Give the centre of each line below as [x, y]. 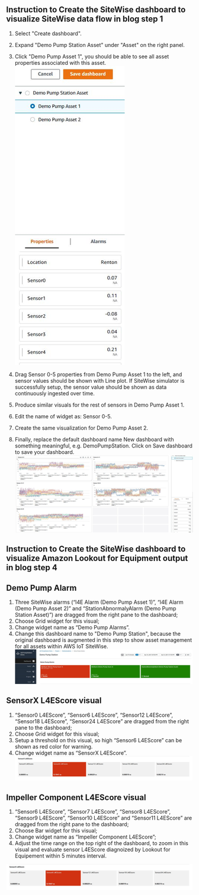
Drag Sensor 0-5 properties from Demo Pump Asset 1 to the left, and [98, 374]
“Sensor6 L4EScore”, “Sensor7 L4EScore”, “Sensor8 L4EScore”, [92, 812]
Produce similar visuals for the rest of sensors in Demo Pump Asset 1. [99, 405]
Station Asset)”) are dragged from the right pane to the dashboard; [96, 615]
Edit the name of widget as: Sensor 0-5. [63, 416]
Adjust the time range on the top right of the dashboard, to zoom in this [101, 843]
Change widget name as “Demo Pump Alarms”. [72, 628]
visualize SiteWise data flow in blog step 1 [85, 19]
